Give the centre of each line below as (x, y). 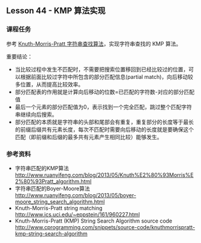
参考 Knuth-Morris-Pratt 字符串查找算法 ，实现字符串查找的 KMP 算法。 (94, 43)
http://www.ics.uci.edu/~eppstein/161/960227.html (77, 214)
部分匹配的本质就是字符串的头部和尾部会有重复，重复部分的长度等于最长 (104, 121)
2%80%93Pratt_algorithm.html (53, 181)
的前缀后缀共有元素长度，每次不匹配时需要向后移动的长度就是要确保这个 (104, 129)
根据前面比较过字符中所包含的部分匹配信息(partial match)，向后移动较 (107, 76)
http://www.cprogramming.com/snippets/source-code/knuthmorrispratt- (105, 227)
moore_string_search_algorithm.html (60, 201)
